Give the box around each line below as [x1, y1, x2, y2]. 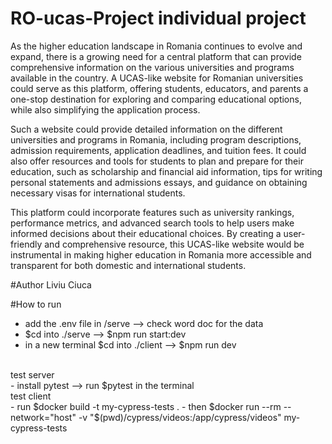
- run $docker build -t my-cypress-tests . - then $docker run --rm [10, 400, 282, 412]
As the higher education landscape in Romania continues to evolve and [10, 40, 303, 52]
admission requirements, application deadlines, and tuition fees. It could [10, 144, 307, 156]
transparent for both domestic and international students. [10, 259, 247, 271]
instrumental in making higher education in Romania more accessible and [10, 248, 312, 261]
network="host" [10, 411, 77, 423]
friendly [10, 238, 43, 250]
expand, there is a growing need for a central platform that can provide [10, 50, 302, 62]
